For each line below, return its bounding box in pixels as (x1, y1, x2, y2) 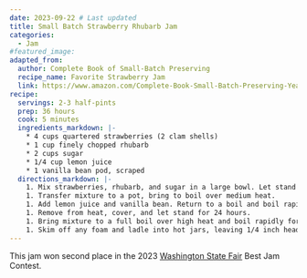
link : (17, 81, 39, 90)
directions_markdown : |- (17, 174, 112, 183)
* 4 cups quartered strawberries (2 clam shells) (26, 132, 219, 141)
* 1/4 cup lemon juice (26, 157, 112, 167)
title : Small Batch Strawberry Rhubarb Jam (9, 22, 178, 31)
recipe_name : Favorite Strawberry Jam (17, 73, 166, 82)
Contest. (9, 260, 42, 271)
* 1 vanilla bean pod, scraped (26, 166, 145, 175)
